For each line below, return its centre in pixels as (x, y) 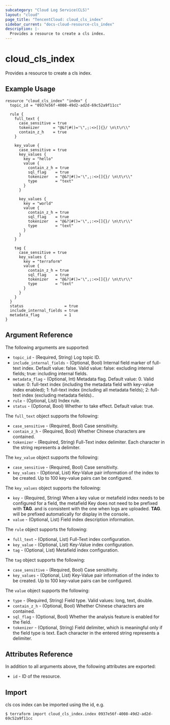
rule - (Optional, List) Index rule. (46, 400)
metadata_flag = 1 (41, 315)
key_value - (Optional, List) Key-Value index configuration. (73, 545)
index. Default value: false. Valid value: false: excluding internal (88, 368)
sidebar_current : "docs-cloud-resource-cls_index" (60, 24)
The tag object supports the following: (45, 560)
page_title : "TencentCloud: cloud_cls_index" (54, 19)
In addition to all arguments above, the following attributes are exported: (81, 666)
